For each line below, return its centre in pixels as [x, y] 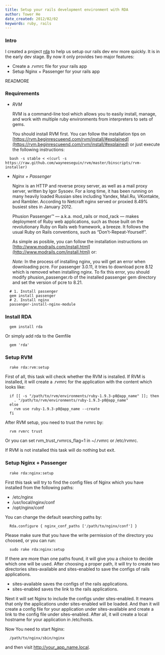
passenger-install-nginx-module [43, 304]
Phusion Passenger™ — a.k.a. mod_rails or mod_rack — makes [75, 216]
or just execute [145, 144]
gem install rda [26, 327]
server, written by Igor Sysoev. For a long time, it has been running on [82, 191]
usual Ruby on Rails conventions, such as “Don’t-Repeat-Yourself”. [80, 232]
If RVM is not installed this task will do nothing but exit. [60, 450]
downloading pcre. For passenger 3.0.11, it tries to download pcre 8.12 [82, 267]
